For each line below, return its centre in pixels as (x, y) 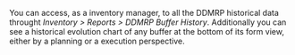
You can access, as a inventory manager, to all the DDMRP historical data (144, 13)
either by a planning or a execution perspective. (97, 41)
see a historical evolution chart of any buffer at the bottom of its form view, (147, 31)
